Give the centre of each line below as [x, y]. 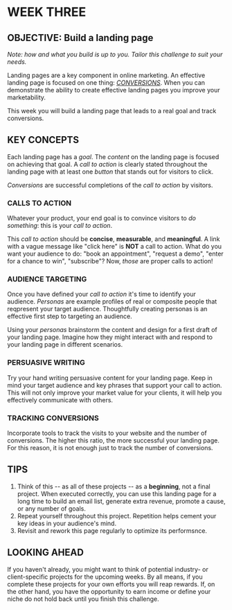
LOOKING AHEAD [46, 553]
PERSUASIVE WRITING [46, 363]
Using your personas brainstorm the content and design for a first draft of [113, 330]
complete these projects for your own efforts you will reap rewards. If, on [111, 584]
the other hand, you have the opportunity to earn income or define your [109, 591]
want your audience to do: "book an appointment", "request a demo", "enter [115, 254]
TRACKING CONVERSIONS [53, 418]
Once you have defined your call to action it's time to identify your [101, 294]
